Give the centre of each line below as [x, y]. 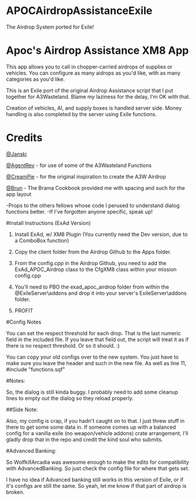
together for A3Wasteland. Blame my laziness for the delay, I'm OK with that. [98, 96]
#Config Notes [24, 322]
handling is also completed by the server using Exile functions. [81, 114]
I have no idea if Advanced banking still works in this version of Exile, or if [95, 480]
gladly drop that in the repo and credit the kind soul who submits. [85, 439]
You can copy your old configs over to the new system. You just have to [92, 357]
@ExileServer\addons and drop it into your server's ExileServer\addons [101, 293]
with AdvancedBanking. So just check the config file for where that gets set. [98, 468]
